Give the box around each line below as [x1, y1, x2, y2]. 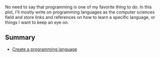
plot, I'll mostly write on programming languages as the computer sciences [5, 9, 155, 15]
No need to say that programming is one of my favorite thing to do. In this [5, 4, 152, 10]
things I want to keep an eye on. [5, 19, 69, 25]
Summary [5, 33, 36, 42]
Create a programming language [12, 46, 77, 52]
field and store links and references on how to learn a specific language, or [5, 14, 156, 20]
